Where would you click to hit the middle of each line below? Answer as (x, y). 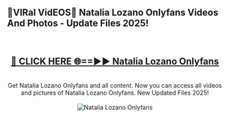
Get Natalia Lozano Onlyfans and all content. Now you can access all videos (115, 85)
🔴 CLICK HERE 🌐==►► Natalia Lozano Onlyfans (115, 61)
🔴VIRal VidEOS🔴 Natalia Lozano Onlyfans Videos (113, 13)
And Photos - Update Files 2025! (78, 24)
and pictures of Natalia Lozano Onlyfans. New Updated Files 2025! (115, 93)
